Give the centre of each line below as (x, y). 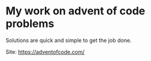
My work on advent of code (75, 11)
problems (30, 24)
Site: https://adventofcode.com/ (45, 51)
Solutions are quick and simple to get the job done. (69, 40)
